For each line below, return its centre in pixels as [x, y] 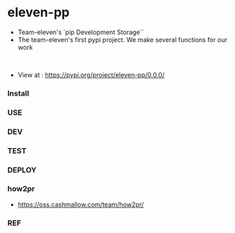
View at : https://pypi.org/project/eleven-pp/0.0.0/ [91, 75]
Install [19, 93]
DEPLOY [22, 170]
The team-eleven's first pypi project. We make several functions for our [122, 39]
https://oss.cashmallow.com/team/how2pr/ [81, 204]
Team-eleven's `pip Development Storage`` [81, 32]
